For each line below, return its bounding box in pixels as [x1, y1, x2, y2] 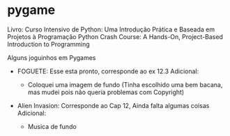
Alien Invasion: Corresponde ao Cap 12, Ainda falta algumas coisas [17, 101, 210, 109]
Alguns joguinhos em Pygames [7, 53, 96, 61]
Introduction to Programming [7, 40, 91, 48]
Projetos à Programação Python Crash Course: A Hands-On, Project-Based [7, 32, 223, 40]
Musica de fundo [27, 122, 77, 130]
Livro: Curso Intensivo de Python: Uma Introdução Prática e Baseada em [7, 25, 215, 33]
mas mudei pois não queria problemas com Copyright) [27, 88, 185, 96]
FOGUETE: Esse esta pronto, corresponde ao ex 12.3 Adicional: [17, 67, 199, 75]
